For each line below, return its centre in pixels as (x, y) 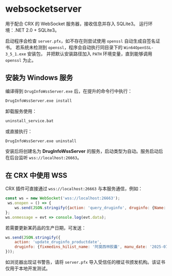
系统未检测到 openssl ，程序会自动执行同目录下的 (71, 47)
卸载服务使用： (21, 111)
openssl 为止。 (21, 60)
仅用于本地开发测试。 (28, 268)
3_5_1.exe (16, 54)
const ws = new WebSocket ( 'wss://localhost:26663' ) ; (63, 198)
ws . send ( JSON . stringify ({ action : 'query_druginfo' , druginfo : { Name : (90, 208)
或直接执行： (19, 131)
